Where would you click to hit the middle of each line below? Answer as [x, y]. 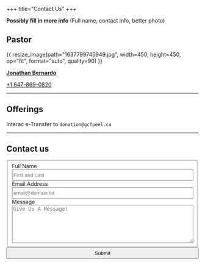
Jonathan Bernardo [31, 72]
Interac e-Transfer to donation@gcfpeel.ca [59, 124]
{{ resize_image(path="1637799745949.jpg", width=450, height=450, [94, 54]
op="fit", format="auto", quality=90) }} [54, 61]
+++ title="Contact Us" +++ [41, 9]
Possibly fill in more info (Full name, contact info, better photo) [86, 20]
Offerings [25, 109]
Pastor [19, 40]
